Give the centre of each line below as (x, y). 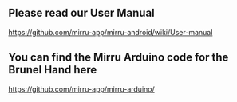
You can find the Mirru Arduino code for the (118, 58)
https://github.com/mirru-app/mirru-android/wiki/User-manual (111, 32)
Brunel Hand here (53, 70)
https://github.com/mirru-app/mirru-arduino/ (82, 89)
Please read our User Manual (82, 13)
